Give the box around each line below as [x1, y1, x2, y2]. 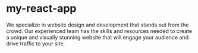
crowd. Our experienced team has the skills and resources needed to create [6, 27, 192, 34]
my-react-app [6, 2, 77, 15]
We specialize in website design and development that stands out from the [6, 21, 189, 28]
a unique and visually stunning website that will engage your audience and [6, 34, 189, 41]
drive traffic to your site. [6, 40, 65, 47]
